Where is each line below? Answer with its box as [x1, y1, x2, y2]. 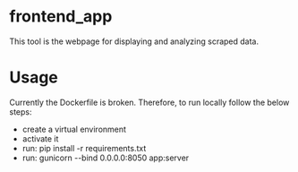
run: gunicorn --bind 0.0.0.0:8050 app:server [21, 152, 190, 163]
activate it [21, 133, 59, 144]
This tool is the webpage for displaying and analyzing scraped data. [9, 36, 260, 47]
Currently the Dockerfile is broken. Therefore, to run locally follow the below [9, 97, 290, 107]
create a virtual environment [21, 124, 127, 134]
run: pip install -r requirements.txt [21, 142, 147, 153]
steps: [9, 106, 32, 117]
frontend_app [9, 6, 113, 27]
